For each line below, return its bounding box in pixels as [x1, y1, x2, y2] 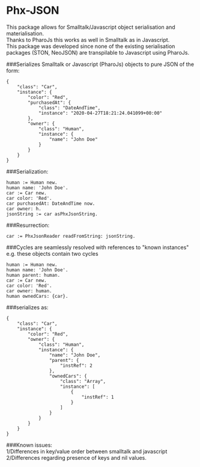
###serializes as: [6, 304, 49, 311]
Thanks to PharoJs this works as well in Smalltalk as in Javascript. [6, 36, 170, 43]
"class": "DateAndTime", [38, 104, 101, 111]
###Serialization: [6, 167, 49, 175]
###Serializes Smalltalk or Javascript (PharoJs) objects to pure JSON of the [6, 61, 194, 68]
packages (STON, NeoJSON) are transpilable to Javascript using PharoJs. [6, 49, 190, 56]
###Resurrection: [6, 221, 50, 229]
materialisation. [6, 29, 44, 37]
